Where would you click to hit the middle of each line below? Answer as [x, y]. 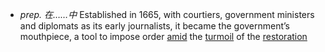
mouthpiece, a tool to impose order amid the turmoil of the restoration [163, 36]
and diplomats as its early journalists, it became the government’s [155, 26]
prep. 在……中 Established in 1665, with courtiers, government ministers [167, 14]
